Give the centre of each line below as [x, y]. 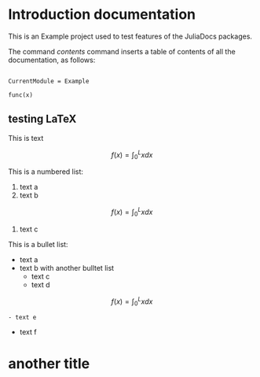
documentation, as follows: [52, 60]
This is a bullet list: [38, 244]
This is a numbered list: [46, 172]
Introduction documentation [102, 15]
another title [49, 364]
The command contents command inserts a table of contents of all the [122, 51]
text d [40, 284]
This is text [26, 138]
